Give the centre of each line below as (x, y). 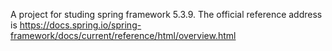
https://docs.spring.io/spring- (80, 25)
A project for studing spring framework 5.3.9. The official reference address (166, 14)
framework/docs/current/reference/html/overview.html (123, 35)
